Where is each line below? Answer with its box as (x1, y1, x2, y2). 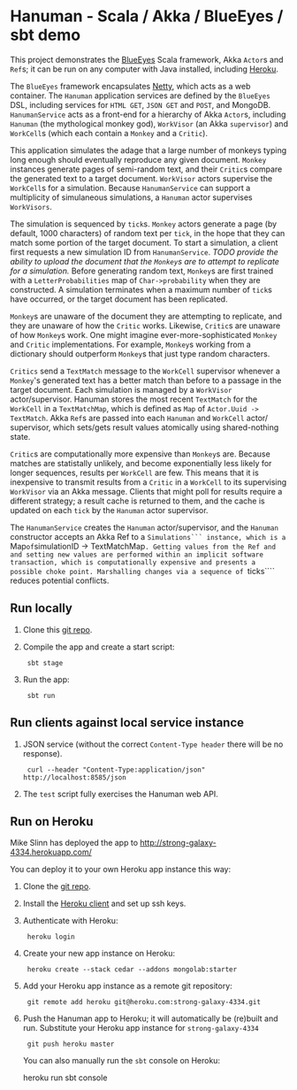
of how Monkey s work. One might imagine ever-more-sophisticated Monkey (10, 329, 278, 340)
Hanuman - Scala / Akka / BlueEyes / (10, 6, 284, 27)
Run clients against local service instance (10, 715, 245, 731)
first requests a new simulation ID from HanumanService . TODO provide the (10, 246, 279, 257)
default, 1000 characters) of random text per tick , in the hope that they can (10, 227, 286, 238)
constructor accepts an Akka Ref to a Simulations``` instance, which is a (10, 531, 286, 541)
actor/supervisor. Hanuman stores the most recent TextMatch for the (10, 394, 258, 404)
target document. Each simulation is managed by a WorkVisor (10, 384, 232, 395)
